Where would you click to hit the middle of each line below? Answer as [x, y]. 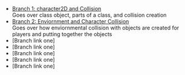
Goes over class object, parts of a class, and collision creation [89, 15]
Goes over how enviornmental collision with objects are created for [96, 28]
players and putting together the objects [62, 34]
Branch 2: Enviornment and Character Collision [70, 21]
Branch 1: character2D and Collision [57, 9]
